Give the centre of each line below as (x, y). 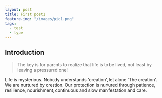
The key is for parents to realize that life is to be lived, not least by (84, 64)
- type (16, 33)
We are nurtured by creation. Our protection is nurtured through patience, (80, 85)
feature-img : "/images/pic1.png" (40, 19)
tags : (11, 24)
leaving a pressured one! (43, 70)
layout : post (19, 10)
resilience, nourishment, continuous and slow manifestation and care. (76, 90)
